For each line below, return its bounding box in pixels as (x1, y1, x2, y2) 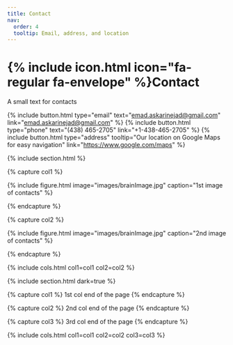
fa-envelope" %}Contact (52, 75, 200, 91)
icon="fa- (134, 60, 193, 75)
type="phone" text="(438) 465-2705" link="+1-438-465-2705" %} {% (7, 126, 210, 135)
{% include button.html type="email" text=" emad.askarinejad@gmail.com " (7, 111, 221, 119)
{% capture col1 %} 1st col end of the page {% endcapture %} (7, 291, 186, 299)
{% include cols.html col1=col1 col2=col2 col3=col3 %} (7, 331, 166, 339)
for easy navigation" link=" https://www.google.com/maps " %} (7, 141, 186, 149)
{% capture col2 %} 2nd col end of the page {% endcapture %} (7, 304, 190, 312)
